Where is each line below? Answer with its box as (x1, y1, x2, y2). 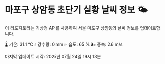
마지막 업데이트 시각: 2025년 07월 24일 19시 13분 (5, 53, 101, 59)
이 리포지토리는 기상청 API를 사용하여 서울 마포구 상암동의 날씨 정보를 (5, 25, 139, 31)
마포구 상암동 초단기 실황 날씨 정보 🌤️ (5, 4, 148, 16)
